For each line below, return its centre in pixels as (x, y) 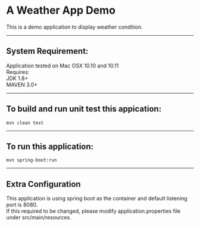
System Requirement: (47, 51)
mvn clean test (25, 123)
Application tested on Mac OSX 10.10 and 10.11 (62, 66)
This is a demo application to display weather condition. (74, 27)
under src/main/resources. (39, 218)
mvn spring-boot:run (32, 160)
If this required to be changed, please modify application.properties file (93, 211)
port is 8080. (22, 205)
